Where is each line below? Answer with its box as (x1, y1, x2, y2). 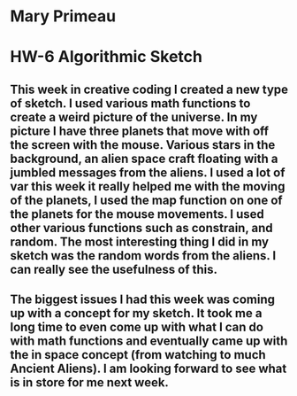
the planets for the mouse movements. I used (10, 206, 264, 221)
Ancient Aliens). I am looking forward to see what (10, 361, 287, 377)
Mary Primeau (10, 6, 117, 27)
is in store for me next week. (10, 375, 169, 391)
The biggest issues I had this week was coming (10, 292, 275, 307)
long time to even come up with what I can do (10, 320, 264, 335)
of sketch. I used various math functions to (10, 96, 251, 111)
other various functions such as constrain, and (10, 220, 273, 236)
